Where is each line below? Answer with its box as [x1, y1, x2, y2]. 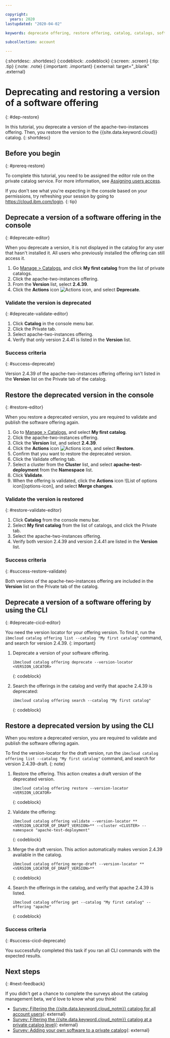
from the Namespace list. [39, 467, 94, 473]
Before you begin [5, 149, 61, 158]
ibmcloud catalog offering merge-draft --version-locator [12, 862, 138, 867]
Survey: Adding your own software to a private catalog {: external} [12, 1027, 150, 1033]
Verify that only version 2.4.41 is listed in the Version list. [12, 337, 132, 343]
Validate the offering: [12, 809, 57, 815]
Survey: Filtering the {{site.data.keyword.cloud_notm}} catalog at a [12, 1017, 152, 1023]
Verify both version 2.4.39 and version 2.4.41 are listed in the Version [12, 538, 158, 545]
